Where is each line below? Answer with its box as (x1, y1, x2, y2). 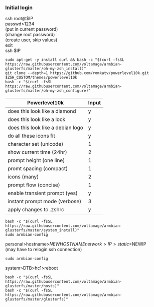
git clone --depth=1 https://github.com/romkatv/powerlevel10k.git (5, 71, 149, 76)
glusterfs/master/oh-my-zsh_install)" (5, 66, 86, 72)
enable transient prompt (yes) (8, 190, 78, 197)
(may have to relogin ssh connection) (5, 247, 82, 253)
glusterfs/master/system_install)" (5, 228, 80, 233)
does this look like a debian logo (8, 124, 84, 131)
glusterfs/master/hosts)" (5, 284, 59, 289)
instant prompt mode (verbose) (8, 198, 82, 205)
